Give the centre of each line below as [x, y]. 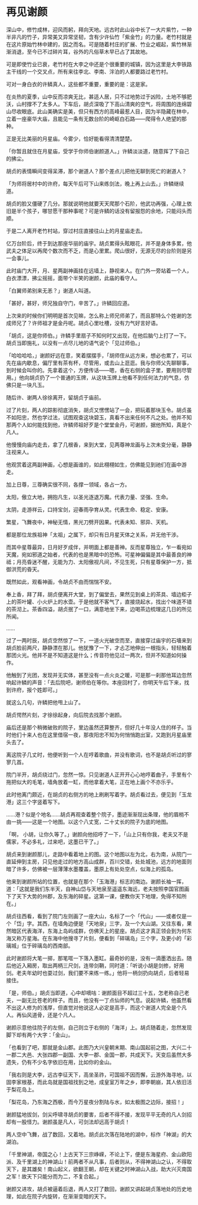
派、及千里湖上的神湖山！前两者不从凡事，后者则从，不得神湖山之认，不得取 [99, 1161]
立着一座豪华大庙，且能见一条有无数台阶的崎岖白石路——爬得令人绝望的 [94, 119]
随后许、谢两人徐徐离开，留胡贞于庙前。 [55, 397]
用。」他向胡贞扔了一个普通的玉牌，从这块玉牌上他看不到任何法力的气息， [95, 377]
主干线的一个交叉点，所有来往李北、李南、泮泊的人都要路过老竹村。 [89, 71]
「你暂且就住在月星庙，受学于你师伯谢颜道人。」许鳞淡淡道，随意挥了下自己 [98, 151]
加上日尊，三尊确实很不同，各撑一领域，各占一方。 [68, 484]
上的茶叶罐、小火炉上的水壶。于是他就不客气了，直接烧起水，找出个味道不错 [99, 602]
